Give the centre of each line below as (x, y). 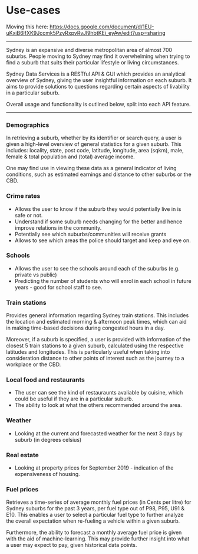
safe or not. (29, 215)
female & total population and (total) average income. (71, 157)
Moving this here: (27, 27)
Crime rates (23, 196)
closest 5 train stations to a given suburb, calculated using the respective (95, 346)
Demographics (28, 125)
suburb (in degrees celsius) (48, 439)
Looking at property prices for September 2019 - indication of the (94, 468)
